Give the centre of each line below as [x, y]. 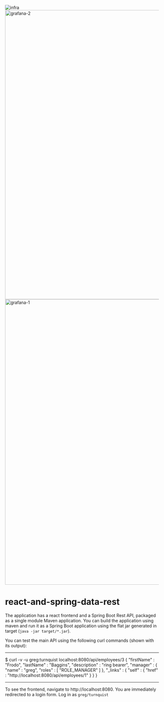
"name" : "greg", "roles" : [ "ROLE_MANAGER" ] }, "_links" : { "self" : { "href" [82, 670]
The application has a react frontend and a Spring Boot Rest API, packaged [81, 615]
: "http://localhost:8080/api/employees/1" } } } [51, 675]
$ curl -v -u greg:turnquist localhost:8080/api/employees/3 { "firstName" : [80, 659]
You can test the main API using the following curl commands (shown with [80, 640]
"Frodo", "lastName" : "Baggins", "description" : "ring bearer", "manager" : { [81, 665]
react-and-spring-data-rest [62, 602]
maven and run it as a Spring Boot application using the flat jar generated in [81, 626]
